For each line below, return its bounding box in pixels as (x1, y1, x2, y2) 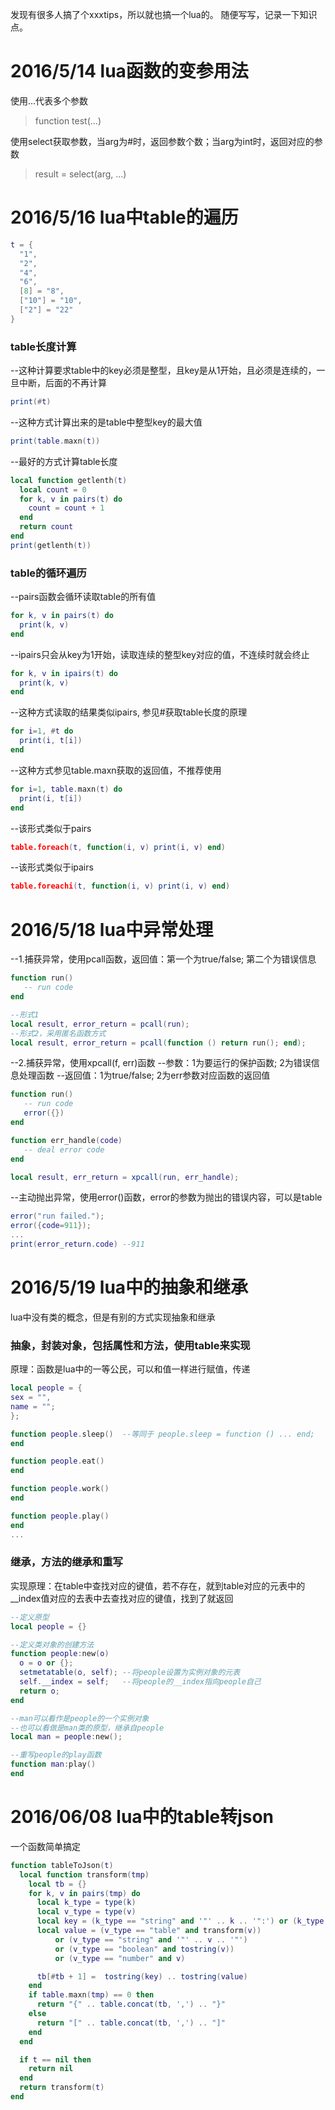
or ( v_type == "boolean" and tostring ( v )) (54, 1944, 235, 1954)
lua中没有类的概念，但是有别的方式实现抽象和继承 (10, 1311, 216, 1323)
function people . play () (10, 1511, 110, 1521)
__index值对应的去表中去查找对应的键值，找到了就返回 (10, 1592, 234, 1604)
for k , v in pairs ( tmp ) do (28, 1888, 141, 1898)
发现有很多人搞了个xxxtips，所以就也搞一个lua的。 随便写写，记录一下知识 (10, 9, 318, 20)
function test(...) (34, 114, 102, 127)
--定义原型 (10, 1612, 50, 1622)
